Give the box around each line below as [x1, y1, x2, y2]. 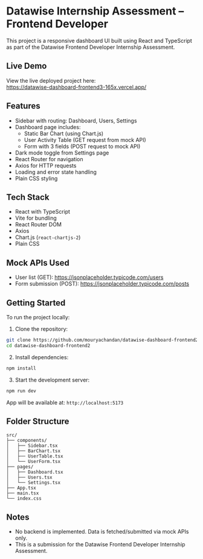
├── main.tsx [6, 490, 39, 496]
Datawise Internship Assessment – [6, 4, 184, 18]
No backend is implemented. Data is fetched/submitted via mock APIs [14, 528, 189, 535]
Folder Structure [6, 416, 69, 426]
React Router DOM [14, 221, 62, 228]
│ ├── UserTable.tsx [6, 453, 63, 459]
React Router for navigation [14, 155, 83, 162]
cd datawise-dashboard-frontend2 [6, 342, 91, 348]
